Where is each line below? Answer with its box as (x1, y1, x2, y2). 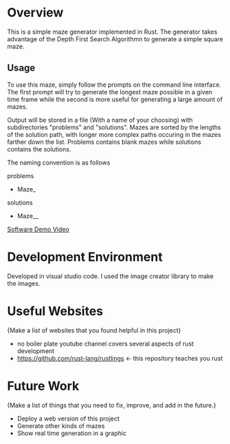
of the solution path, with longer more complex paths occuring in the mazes (7, 130, 222, 138)
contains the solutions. (7, 145, 71, 153)
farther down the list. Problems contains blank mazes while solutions (7, 138, 201, 146)
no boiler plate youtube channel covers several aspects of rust (16, 339, 194, 348)
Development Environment (7, 249, 163, 264)
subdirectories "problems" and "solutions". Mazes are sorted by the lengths (7, 123, 221, 131)
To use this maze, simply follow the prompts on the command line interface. (7, 81, 222, 89)
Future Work (7, 378, 80, 394)
